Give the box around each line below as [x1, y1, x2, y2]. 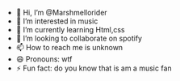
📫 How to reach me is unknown [15, 43, 123, 52]
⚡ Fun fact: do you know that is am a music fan [15, 63, 172, 73]
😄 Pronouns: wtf [15, 54, 73, 64]
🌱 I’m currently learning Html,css [15, 25, 125, 34]
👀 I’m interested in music [15, 16, 98, 26]
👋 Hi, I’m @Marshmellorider [15, 8, 107, 17]
